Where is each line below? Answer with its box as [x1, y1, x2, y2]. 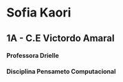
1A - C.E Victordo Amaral [6, 32, 115, 44]
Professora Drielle [6, 52, 59, 60]
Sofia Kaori [6, 5, 71, 21]
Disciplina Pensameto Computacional [6, 67, 116, 75]
